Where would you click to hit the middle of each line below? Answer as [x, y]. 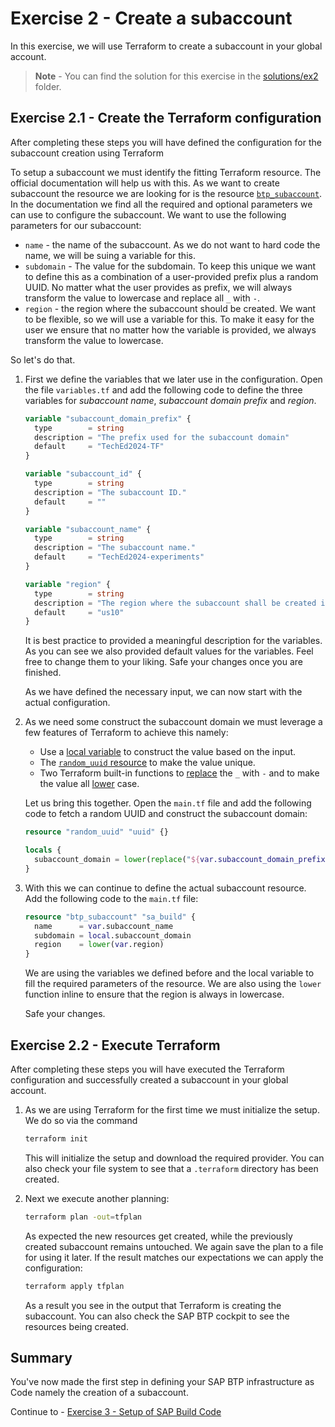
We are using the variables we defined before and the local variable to [169, 973]
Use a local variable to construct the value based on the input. [167, 752]
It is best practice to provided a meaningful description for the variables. [173, 641]
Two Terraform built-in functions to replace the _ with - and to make [179, 773]
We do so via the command [81, 1120]
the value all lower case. [89, 784]
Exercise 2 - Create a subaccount [151, 18]
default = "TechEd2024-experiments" [119, 557]
